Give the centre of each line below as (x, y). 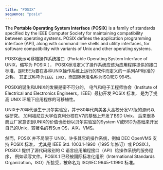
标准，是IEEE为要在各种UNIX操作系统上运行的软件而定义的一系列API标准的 (80, 70)
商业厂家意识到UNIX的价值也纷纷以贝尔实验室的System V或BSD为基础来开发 (82, 121)
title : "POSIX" (20, 9)
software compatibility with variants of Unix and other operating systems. (79, 49)
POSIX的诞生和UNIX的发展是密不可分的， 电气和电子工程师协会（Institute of (81, 87)
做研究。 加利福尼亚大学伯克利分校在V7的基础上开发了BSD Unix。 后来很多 (80, 116)
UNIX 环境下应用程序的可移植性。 (44, 99)
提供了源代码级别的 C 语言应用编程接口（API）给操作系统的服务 (85, 150)
